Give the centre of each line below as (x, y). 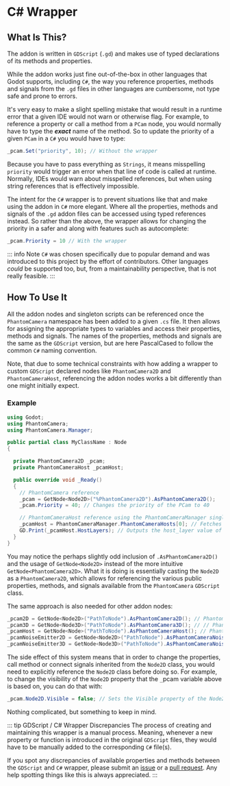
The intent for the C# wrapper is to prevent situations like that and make (107, 199)
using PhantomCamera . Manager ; (50, 430)
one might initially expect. (43, 385)
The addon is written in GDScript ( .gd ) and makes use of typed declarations (113, 53)
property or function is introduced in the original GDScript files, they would (112, 739)
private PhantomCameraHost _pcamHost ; (69, 468)
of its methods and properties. (50, 61)
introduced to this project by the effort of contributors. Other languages (108, 261)
